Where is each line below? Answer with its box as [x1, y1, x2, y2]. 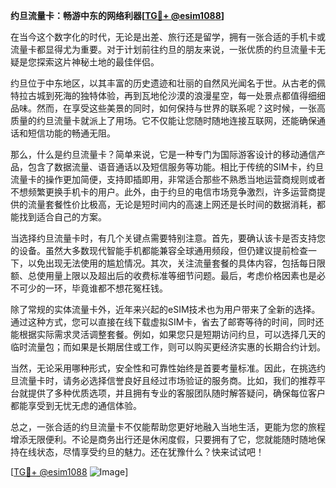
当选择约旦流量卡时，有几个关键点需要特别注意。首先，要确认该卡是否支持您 [10, 232, 326, 244]
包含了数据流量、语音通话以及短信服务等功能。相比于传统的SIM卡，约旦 [27, 161, 325, 173]
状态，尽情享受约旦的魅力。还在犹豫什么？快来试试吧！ [36, 446, 265, 458]
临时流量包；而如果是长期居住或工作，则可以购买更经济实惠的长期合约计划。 [10, 341, 326, 353]
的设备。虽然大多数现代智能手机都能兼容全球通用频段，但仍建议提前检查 [10, 245, 308, 256]
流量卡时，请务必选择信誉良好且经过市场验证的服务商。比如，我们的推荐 [18, 375, 317, 386]
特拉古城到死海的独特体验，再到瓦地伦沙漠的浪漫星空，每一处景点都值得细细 [10, 90, 326, 101]
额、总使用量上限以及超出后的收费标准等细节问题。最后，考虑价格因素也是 [10, 270, 317, 281]
